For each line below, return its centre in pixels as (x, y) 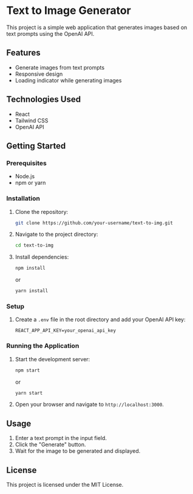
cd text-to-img (34, 245)
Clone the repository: (42, 212)
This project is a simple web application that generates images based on (97, 27)
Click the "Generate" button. (50, 445)
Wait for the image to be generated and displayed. (78, 451)
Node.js (25, 176)
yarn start (29, 393)
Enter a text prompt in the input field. (61, 438)
